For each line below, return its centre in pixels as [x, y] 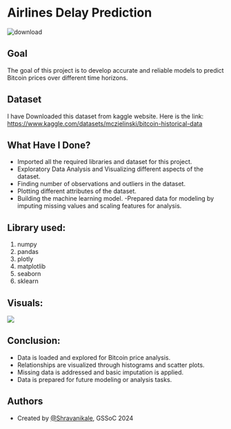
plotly [25, 259]
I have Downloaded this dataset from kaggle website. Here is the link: [106, 116]
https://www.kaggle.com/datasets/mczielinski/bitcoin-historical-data [105, 123]
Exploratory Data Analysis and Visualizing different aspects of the [110, 169]
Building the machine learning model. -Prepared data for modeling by [115, 199]
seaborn [29, 274]
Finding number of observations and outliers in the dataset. [101, 184]
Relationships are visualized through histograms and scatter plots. [111, 365]
